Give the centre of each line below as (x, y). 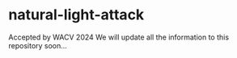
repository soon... (38, 45)
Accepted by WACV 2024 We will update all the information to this (118, 37)
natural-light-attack (76, 15)
